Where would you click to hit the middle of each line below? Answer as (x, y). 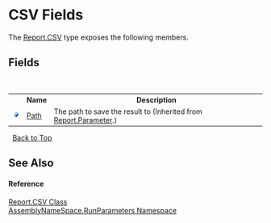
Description (156, 100)
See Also (31, 163)
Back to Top (32, 138)
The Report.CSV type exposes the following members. (99, 37)
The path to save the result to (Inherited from (128, 111)
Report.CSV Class (38, 202)
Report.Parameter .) (85, 120)
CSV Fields (46, 15)
